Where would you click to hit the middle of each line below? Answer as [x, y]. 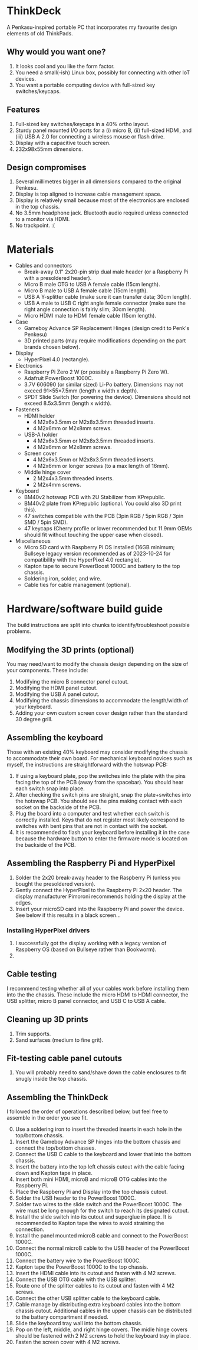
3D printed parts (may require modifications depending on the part [105, 341]
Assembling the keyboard [55, 738]
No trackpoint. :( [35, 226]
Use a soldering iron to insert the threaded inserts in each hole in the [98, 1129]
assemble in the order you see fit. [47, 1118]
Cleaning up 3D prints [48, 1020]
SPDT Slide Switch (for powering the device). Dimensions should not [107, 397]
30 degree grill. [34, 719]
